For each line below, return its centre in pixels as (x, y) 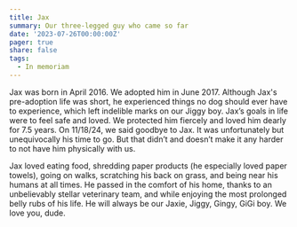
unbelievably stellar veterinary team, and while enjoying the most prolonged (148, 194)
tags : (19, 59)
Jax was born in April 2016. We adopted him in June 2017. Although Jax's (143, 92)
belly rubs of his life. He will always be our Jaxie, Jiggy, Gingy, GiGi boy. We (148, 203)
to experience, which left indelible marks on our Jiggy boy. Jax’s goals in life (149, 111)
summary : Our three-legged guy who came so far (99, 26)
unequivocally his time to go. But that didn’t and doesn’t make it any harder (146, 139)
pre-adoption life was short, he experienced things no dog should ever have (148, 101)
